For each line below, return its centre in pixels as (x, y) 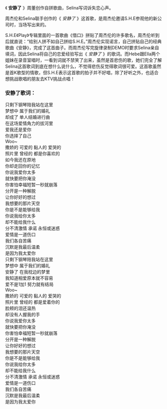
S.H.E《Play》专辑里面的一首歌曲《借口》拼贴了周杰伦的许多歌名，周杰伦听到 (83, 35)
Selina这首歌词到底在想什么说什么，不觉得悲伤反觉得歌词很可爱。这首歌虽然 (83, 66)
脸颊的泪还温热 (20, 308)
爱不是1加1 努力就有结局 (29, 284)
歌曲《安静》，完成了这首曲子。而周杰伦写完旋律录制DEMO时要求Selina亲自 (82, 48)
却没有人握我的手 (23, 315)
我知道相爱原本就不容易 (29, 278)
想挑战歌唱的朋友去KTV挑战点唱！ (40, 79)
